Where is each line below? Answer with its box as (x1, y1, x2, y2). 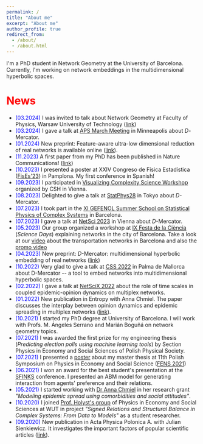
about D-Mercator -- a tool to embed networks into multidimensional (15, 269, 187, 277)
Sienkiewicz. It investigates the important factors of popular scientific (15, 425, 189, 432)
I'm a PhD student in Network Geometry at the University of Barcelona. (6, 59, 184, 67)
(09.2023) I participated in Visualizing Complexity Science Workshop (15, 178, 188, 186)
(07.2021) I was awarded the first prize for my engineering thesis (15, 334, 177, 341)
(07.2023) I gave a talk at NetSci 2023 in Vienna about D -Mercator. (15, 217, 183, 225)
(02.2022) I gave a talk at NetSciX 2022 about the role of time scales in (15, 282, 193, 289)
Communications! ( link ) (15, 159, 74, 166)
